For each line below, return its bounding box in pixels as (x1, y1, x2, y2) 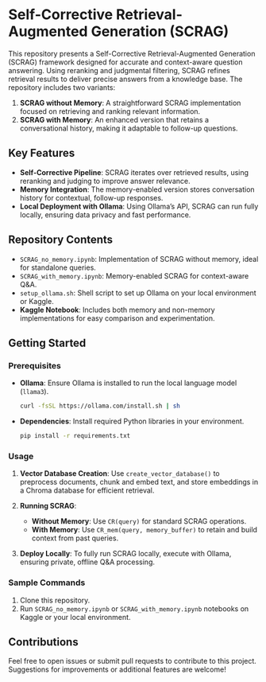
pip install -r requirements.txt (19, 432, 131, 440)
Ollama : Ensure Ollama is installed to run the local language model (19, 378, 237, 388)
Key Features (8, 146, 75, 160)
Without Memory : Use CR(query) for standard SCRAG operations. (31, 516, 247, 526)
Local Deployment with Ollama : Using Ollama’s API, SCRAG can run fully (19, 201, 259, 211)
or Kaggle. (19, 296, 54, 306)
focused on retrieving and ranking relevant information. (19, 106, 201, 116)
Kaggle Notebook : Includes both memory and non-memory (19, 305, 216, 314)
